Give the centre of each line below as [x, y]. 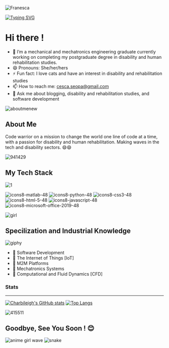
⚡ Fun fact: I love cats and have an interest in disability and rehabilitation [87, 73]
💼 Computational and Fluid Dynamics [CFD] [58, 274]
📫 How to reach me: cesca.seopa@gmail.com [61, 86]
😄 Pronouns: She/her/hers [40, 67]
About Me [21, 124]
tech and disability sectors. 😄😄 [38, 147]
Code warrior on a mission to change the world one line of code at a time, [81, 136]
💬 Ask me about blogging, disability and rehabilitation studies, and [81, 94]
